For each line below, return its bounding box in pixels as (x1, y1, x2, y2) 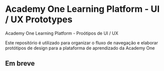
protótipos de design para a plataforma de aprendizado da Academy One (5, 45, 155, 51)
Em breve (5, 59, 35, 68)
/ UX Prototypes (5, 14, 73, 25)
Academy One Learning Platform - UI (5, 3, 160, 15)
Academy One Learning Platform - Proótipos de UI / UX (5, 30, 118, 36)
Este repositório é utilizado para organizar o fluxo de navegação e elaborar (5, 39, 158, 45)
